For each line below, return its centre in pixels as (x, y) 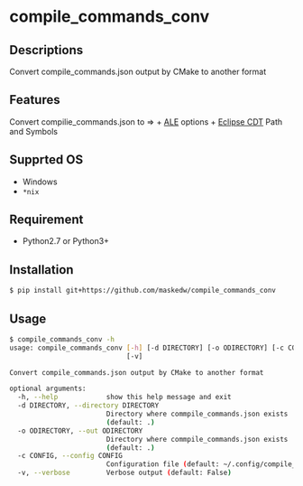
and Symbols (34, 131)
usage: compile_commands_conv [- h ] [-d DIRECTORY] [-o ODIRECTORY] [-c (147, 348)
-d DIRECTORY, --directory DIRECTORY (88, 406)
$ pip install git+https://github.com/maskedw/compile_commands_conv (143, 291)
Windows (40, 182)
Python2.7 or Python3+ (66, 241)
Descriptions (46, 50)
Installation (41, 270)
